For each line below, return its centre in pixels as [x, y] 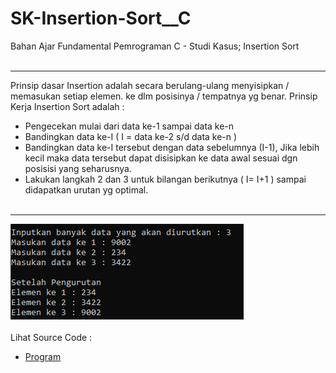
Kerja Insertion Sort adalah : [67, 106]
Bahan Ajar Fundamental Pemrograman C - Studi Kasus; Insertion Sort [155, 46]
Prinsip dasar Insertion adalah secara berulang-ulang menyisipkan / [150, 85]
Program [43, 356]
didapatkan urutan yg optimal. [86, 189]
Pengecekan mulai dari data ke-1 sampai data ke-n [129, 126]
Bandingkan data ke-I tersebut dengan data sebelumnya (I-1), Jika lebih [172, 147]
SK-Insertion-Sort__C [101, 18]
